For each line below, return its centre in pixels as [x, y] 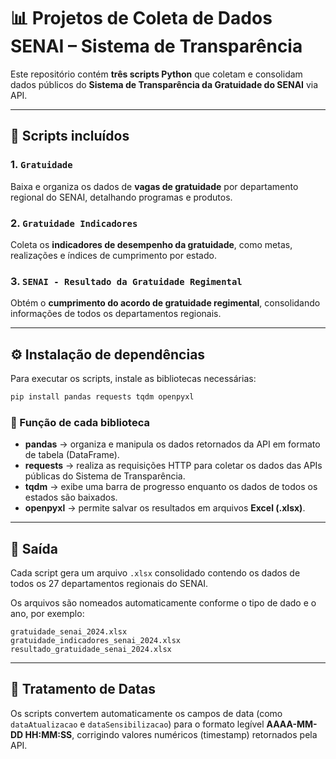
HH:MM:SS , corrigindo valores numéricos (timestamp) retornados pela [171, 734]
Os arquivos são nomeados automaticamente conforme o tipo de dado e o [163, 603]
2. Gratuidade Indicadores [74, 223]
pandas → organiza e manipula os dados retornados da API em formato [172, 444]
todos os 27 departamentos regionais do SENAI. [109, 584]
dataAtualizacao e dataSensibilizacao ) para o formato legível [137, 724]
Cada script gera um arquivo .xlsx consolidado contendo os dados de [155, 573]
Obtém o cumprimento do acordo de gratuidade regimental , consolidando [165, 303]
